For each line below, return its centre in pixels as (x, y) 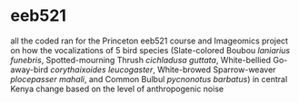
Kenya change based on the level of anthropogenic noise (117, 89)
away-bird (30, 70)
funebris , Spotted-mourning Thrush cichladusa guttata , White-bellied (141, 60)
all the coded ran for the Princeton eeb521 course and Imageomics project (149, 41)
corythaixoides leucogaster (102, 70)
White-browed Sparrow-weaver (216, 70)
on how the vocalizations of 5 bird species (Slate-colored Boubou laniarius (150, 50)
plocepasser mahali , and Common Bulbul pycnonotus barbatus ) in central (149, 79)
